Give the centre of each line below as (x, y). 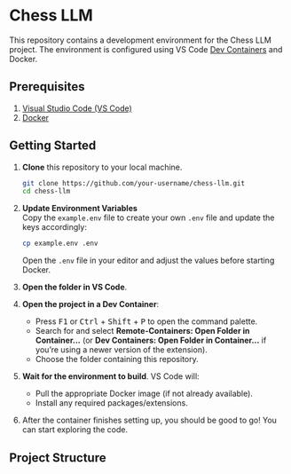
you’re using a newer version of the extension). (122, 350)
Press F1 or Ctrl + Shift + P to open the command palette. (146, 321)
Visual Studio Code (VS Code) (77, 108)
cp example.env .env (60, 244)
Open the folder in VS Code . (75, 287)
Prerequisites (47, 87)
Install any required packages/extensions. (111, 403)
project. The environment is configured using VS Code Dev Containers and (146, 49)
